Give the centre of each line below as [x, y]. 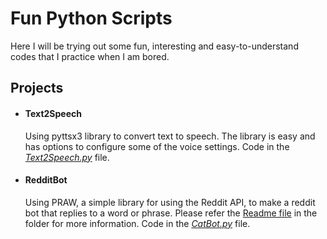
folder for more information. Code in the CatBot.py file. [137, 223]
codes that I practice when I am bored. [90, 56]
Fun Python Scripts [91, 18]
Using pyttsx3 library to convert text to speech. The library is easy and [170, 136]
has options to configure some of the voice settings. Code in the [157, 146]
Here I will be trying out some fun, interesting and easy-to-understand [154, 46]
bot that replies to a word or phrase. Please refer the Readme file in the [171, 213]
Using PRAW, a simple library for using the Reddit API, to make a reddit [170, 202]
